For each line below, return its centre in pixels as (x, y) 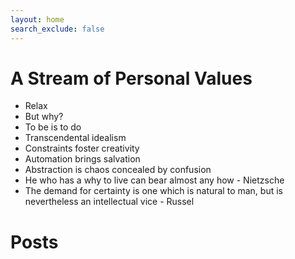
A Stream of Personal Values (131, 78)
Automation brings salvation (82, 159)
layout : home (37, 19)
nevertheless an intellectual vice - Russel (109, 202)
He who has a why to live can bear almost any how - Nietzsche (154, 180)
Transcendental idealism (75, 138)
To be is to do (53, 127)
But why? (44, 117)
